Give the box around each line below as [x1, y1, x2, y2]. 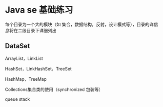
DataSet [5, 42, 30, 50]
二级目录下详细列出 [18, 27, 57, 33]
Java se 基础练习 [5, 4, 73, 16]
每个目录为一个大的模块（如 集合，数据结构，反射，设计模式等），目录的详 [5, 21, 154, 27]
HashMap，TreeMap [5, 76, 47, 82]
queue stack [5, 96, 30, 102]
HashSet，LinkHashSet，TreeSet [5, 66, 72, 71]
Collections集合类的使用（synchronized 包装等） [5, 86, 103, 92]
